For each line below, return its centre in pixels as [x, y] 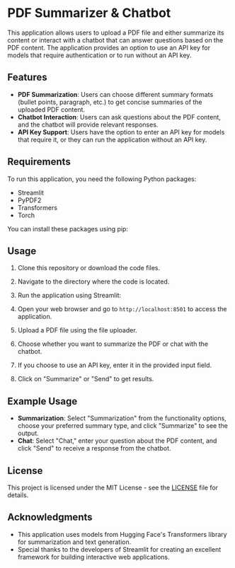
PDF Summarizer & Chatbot [89, 13]
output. [28, 434]
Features [27, 77]
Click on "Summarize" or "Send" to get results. [86, 379]
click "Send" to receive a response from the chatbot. [94, 448]
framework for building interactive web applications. [93, 557]
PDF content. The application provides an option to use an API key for [109, 47]
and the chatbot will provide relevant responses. [88, 124]
